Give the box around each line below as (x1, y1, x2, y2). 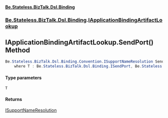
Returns (5, 96, 22, 102)
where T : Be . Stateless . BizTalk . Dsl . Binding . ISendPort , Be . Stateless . (14, 64, 164, 69)
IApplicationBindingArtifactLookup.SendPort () (5, 38, 154, 46)
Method (5, 45, 30, 54)
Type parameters (5, 74, 42, 80)
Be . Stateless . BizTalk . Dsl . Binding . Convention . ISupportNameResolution (5, 59, 153, 64)
